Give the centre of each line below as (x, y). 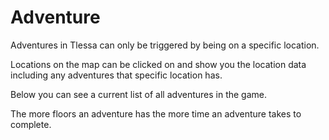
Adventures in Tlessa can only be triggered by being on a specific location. (165, 45)
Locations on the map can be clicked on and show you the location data (158, 64)
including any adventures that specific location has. (116, 75)
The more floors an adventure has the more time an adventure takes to (156, 113)
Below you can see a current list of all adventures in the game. (139, 94)
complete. (31, 124)
